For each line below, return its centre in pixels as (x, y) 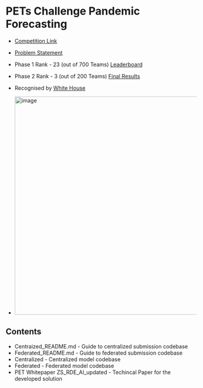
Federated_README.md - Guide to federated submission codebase (98, 353)
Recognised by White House (50, 88)
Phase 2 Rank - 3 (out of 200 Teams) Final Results (77, 76)
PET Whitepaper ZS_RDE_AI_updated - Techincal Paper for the (92, 372)
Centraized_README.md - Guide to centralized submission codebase (101, 346)
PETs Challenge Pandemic (73, 11)
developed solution (38, 378)
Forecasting (36, 24)
